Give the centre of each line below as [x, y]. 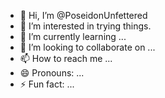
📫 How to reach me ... [66, 58]
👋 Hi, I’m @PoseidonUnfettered [83, 15]
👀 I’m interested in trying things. [85, 26]
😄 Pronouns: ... [52, 73]
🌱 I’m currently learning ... [73, 36]
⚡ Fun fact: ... [47, 84]
